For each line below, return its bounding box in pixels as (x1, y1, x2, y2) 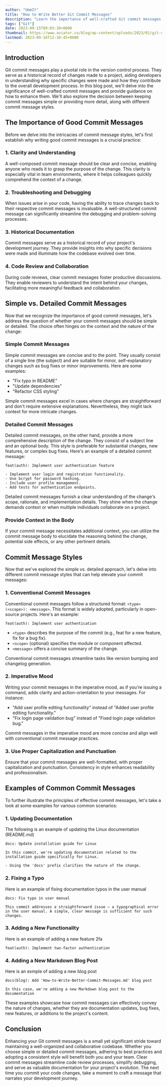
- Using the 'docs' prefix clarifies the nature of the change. (5, 863, 141, 868)
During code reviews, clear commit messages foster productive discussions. (5, 274, 162, 280)
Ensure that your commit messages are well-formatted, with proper (5, 759, 143, 765)
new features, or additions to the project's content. (5, 1010, 109, 1017)
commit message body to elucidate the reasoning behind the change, (5, 533, 148, 539)
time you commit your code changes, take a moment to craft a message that (5, 1070, 162, 1076)
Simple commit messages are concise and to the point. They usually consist (5, 352, 161, 358)
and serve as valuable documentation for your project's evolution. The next (5, 1065, 159, 1071)
